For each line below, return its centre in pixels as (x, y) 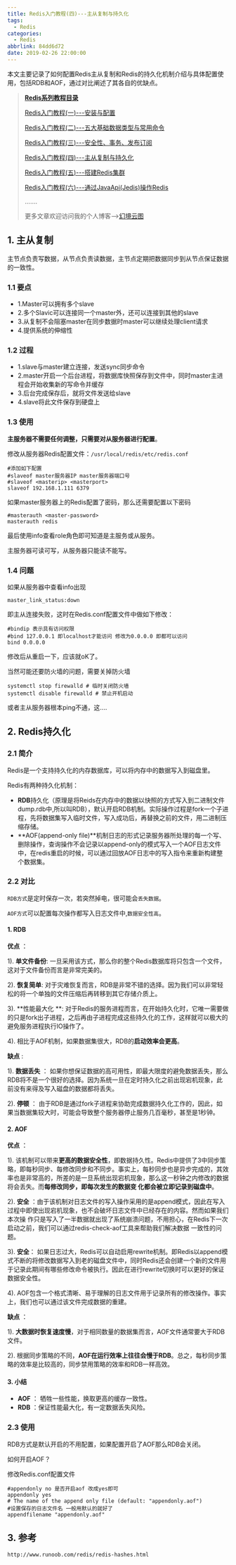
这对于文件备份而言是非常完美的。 (57, 970)
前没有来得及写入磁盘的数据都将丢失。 (63, 1089)
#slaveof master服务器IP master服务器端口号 (68, 475)
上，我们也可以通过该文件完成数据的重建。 (69, 1302)
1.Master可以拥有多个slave (56, 304)
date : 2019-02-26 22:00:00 (47, 53)
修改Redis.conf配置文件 (41, 1474)
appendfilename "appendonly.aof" (56, 1514)
